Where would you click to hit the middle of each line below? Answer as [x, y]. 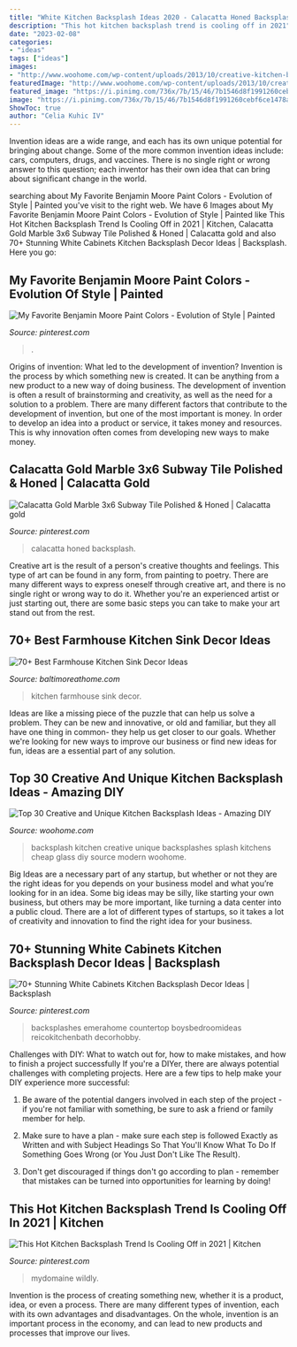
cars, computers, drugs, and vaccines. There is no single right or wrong [140, 160]
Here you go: [33, 252]
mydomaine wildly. [65, 1278]
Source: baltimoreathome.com [65, 678]
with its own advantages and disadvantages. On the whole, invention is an [144, 1314]
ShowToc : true [35, 108]
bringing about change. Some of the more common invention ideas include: [147, 150]
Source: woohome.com [52, 830]
